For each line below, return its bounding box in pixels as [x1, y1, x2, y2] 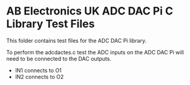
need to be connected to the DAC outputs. [6, 55, 112, 62]
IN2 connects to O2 [15, 73, 64, 80]
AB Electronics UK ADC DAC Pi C [6, 4, 174, 18]
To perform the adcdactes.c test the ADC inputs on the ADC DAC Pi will [6, 48, 185, 55]
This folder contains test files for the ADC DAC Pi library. [6, 37, 147, 44]
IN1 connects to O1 [15, 66, 62, 74]
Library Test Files [6, 17, 95, 31]
